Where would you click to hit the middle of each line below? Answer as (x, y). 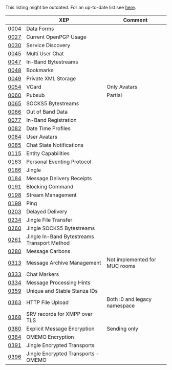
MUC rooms (121, 266)
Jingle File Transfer (49, 220)
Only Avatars (122, 87)
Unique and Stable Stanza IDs (62, 291)
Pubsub (36, 95)
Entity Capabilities (48, 153)
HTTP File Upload (48, 302)
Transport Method (48, 243)
